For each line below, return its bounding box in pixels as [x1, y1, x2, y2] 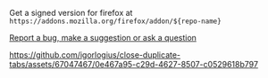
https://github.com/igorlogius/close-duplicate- [9, 50, 181, 60]
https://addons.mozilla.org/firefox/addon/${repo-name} [9, 17, 222, 26]
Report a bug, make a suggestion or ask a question [9, 33, 197, 43]
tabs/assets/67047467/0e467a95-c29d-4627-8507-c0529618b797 [9, 59, 259, 69]
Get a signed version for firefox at [9, 8, 133, 18]
